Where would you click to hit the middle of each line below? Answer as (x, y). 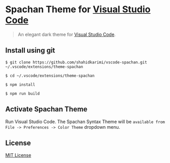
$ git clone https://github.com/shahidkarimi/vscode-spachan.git (76, 62)
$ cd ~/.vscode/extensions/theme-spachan (50, 76)
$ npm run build (22, 94)
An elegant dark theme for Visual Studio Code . (67, 34)
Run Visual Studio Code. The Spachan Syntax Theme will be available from (85, 122)
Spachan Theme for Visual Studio (78, 9)
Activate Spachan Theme (46, 109)
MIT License (18, 155)
